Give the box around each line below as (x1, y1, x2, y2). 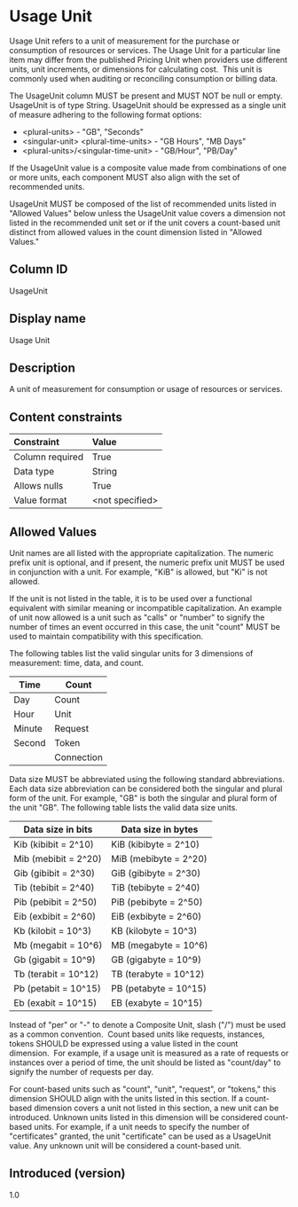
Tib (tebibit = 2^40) (13, 882, 95, 893)
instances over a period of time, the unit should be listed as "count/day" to (9, 1057, 281, 1068)
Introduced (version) (9, 1166, 126, 1181)
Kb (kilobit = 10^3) (13, 925, 92, 937)
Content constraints (9, 410, 122, 425)
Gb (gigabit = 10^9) (13, 953, 96, 966)
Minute (13, 723, 43, 734)
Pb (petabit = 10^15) (13, 983, 102, 994)
